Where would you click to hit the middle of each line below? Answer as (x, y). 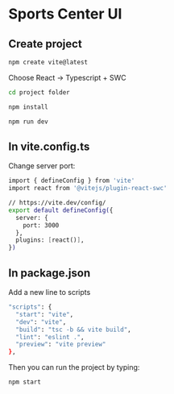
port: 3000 (41, 225)
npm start (25, 382)
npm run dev (28, 122)
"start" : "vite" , (45, 314)
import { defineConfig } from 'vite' (72, 181)
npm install (28, 107)
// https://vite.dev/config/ (57, 203)
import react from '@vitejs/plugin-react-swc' (88, 189)
